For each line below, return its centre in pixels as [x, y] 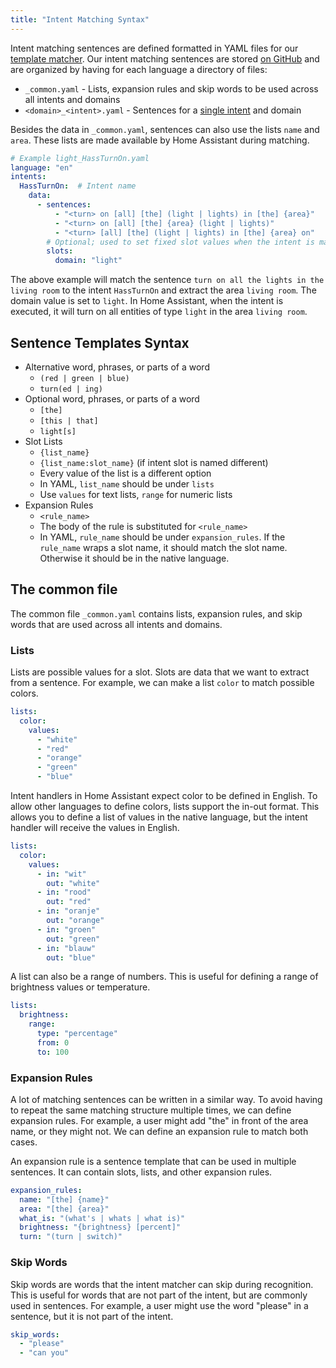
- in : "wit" [61, 874]
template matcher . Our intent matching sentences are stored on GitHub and [165, 58]
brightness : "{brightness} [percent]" [100, 1227]
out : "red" [69, 902]
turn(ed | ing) [71, 389]
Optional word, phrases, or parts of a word [112, 398]
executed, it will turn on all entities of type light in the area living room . [159, 312]
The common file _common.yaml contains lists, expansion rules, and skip [156, 613]
